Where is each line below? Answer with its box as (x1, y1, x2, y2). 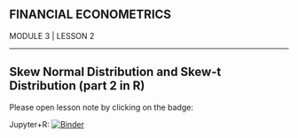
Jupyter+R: (9, 119, 51, 129)
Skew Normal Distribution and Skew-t (9, 65, 222, 80)
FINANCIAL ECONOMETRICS (9, 7, 171, 22)
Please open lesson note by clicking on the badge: (9, 102, 193, 112)
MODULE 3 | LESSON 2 (9, 30, 95, 41)
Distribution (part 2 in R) (9, 79, 145, 94)
